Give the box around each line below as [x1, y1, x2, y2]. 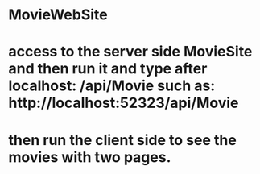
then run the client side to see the [8, 130, 237, 149]
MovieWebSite [8, 6, 108, 24]
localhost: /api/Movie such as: [8, 77, 216, 95]
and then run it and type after [8, 60, 208, 78]
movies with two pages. [8, 147, 171, 166]
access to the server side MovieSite [8, 43, 253, 61]
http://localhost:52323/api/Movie [8, 94, 239, 112]
